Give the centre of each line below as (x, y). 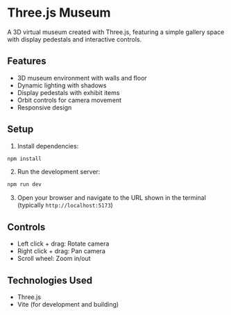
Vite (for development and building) (68, 304)
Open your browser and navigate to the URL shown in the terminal (112, 198)
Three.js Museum (59, 13)
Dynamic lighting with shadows (62, 85)
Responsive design (44, 107)
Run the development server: (59, 172)
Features (27, 61)
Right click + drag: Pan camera (61, 251)
